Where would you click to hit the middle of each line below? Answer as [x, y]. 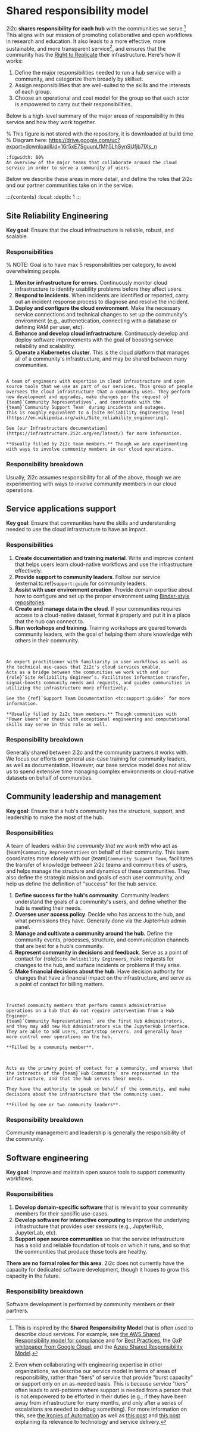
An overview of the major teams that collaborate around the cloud [92, 163]
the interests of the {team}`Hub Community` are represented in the [93, 1073]
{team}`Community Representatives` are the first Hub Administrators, [96, 1021]
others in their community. [47, 640]
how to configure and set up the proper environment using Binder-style [102, 596]
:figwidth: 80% [25, 158]
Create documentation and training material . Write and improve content [104, 558]
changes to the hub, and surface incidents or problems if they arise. [98, 965]
